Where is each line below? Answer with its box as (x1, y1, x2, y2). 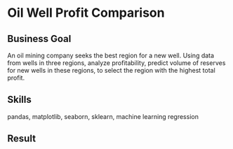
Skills (7, 94, 32, 106)
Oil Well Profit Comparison (7, 5, 165, 21)
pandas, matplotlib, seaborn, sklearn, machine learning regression (7, 112, 199, 120)
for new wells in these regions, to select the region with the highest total (7, 66, 215, 74)
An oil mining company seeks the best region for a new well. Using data (7, 51, 215, 59)
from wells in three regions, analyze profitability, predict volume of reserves (7, 59, 226, 67)
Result (7, 133, 36, 145)
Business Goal (7, 33, 72, 45)
